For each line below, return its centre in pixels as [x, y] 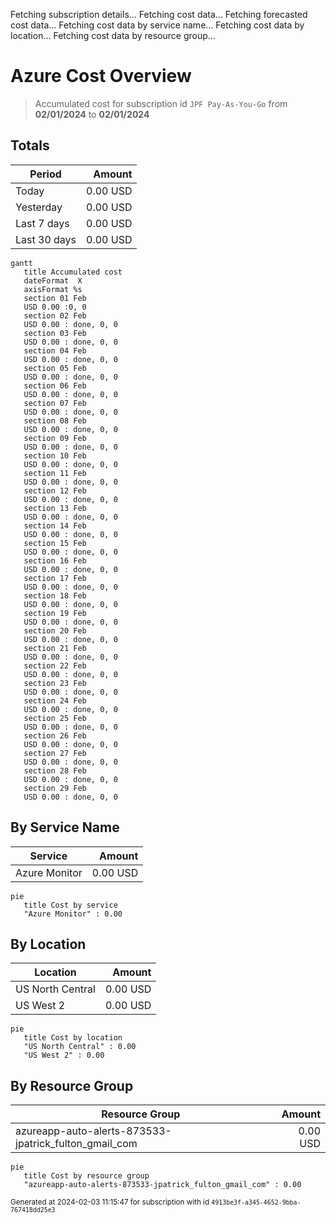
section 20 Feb [55, 630]
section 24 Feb [55, 700]
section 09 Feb [55, 438]
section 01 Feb [55, 298]
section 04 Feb [55, 350]
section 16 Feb [55, 560]
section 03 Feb [55, 333]
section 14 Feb [55, 525]
